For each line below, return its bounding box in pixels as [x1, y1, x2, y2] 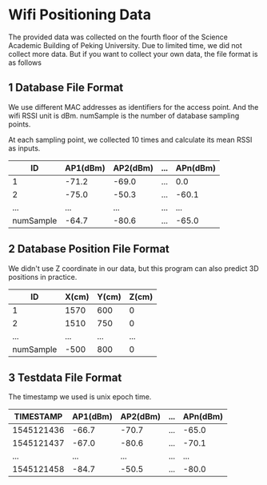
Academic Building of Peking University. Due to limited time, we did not [8, 40, 242, 50]
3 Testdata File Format [8, 370, 122, 384]
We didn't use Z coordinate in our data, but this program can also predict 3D [8, 263, 260, 273]
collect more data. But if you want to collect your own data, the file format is [8, 49, 258, 59]
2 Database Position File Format [8, 242, 170, 256]
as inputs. [8, 143, 41, 153]
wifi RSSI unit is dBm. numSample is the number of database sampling [8, 111, 240, 120]
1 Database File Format [8, 81, 124, 95]
